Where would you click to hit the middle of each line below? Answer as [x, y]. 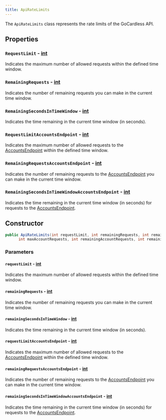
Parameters [19, 252]
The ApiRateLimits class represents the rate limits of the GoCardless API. [80, 24]
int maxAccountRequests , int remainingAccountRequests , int [81, 239]
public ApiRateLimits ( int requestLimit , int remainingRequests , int [77, 235]
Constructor [24, 223]
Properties [22, 39]
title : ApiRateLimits [27, 10]
